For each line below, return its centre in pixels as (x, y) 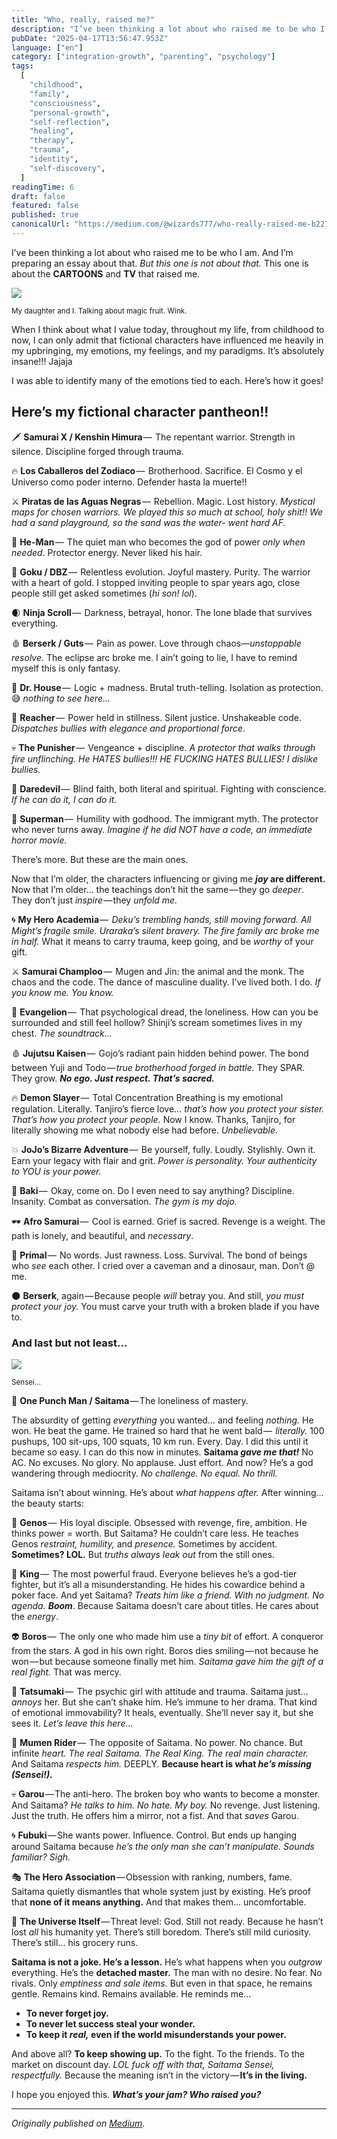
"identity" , (54, 159)
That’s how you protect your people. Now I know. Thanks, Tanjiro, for (153, 1119)
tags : (22, 66)
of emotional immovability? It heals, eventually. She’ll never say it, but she (162, 1712)
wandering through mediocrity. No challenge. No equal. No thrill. (144, 1473)
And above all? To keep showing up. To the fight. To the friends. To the (158, 2053)
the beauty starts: (47, 1503)
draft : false (38, 196)
